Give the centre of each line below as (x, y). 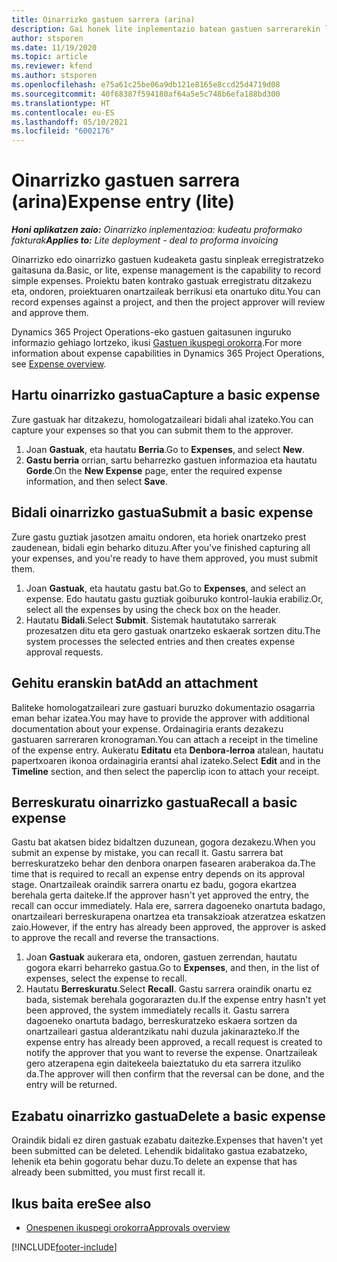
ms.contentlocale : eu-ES (63, 112)
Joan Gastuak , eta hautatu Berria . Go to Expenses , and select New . (165, 449)
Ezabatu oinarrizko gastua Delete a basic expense (168, 1116)
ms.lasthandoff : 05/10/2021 (70, 122)
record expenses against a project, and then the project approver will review (168, 302)
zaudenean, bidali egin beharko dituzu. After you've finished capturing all (161, 547)
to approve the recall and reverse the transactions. (115, 938)
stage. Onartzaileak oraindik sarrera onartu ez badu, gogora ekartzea (154, 885)
